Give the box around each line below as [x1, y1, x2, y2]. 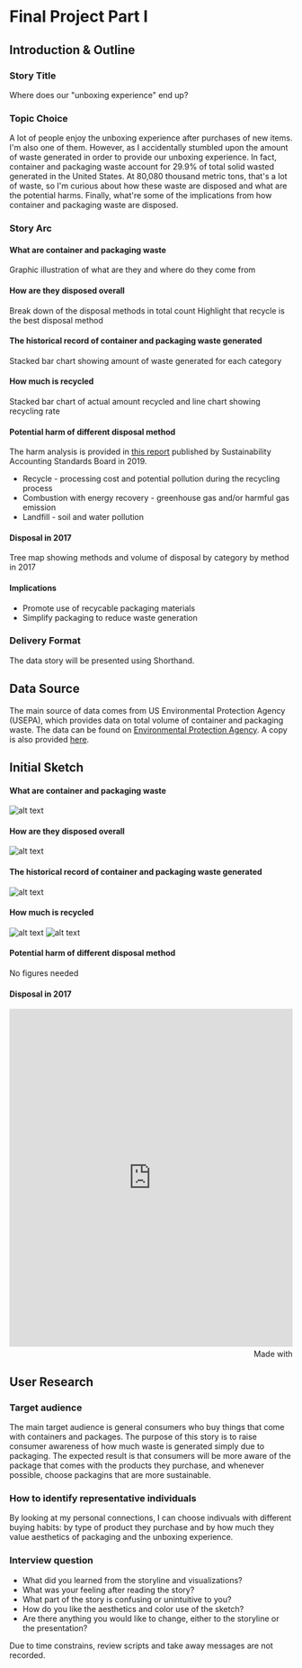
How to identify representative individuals [9, 1491, 197, 1504]
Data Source [9, 681, 80, 697]
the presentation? [22, 1622, 88, 1633]
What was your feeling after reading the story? [22, 1584, 195, 1595]
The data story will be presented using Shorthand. [9, 655, 195, 666]
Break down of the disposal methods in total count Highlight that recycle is [9, 305, 285, 316]
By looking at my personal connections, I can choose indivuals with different [9, 1512, 292, 1524]
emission [22, 502, 57, 513]
